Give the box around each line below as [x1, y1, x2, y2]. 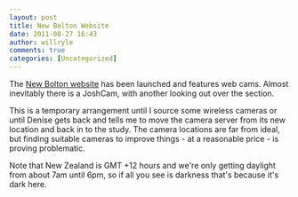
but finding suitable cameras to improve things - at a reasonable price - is [9, 134, 279, 144]
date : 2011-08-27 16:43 [9, 29, 98, 38]
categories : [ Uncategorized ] [9, 54, 117, 63]
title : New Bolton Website [9, 21, 109, 30]
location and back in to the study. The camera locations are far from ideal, [9, 124, 280, 134]
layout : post [9, 12, 58, 22]
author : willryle [9, 37, 74, 47]
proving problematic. [9, 143, 86, 154]
